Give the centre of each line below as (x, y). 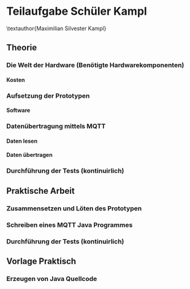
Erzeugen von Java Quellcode (52, 279)
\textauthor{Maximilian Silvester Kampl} (56, 28)
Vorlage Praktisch (41, 261)
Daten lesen (22, 141)
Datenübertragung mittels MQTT (56, 126)
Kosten (16, 80)
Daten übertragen (30, 155)
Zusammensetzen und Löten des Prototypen (74, 208)
